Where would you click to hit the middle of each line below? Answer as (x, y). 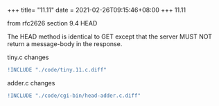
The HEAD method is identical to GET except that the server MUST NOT (110, 36)
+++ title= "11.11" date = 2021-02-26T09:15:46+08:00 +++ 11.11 (96, 10)
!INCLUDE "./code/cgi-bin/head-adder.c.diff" (74, 96)
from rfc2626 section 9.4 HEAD (52, 23)
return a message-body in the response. (65, 44)
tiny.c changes (28, 57)
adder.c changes (31, 83)
